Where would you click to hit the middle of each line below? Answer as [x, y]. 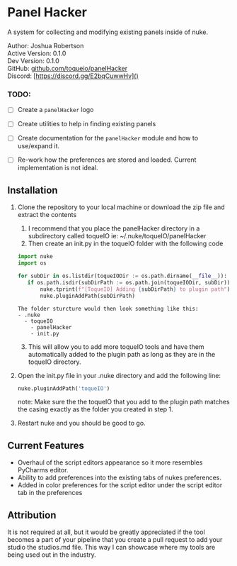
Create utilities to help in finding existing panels [87, 124]
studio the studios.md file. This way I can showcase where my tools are [111, 548]
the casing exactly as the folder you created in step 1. [95, 409]
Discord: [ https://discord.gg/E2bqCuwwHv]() [73, 76]
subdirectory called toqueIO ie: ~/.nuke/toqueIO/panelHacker [117, 236]
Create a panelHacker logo [56, 110]
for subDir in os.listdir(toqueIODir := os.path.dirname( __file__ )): [122, 276]
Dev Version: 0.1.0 [34, 60]
